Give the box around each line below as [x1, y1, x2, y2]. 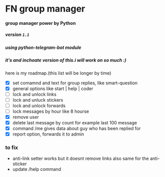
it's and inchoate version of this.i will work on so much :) [5, 57, 127, 63]
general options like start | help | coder [12, 85, 93, 92]
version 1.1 [5, 31, 29, 38]
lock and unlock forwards [12, 102, 66, 109]
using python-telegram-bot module [5, 44, 82, 51]
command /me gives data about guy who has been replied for [12, 125, 141, 131]
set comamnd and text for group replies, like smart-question [12, 79, 138, 86]
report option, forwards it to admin [12, 131, 84, 137]
